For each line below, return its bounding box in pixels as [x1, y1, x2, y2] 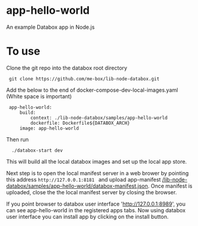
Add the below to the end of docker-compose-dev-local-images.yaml [6, 86, 178, 94]
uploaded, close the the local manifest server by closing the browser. [6, 188, 177, 195]
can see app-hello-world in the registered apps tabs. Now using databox [6, 206, 186, 213]
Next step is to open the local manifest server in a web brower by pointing [6, 169, 189, 177]
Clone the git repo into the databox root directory [6, 64, 128, 71]
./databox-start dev [11, 147, 63, 153]
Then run [6, 135, 29, 143]
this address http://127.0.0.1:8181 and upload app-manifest [6, 176, 161, 183]
